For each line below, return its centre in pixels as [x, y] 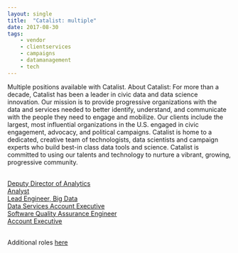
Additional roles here [38, 242]
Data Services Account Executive [56, 206]
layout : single [30, 14]
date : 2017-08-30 [33, 27]
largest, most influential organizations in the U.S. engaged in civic [103, 124]
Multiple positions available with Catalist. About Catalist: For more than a [113, 86]
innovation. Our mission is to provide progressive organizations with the [112, 102]
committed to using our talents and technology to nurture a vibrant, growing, [119, 154]
